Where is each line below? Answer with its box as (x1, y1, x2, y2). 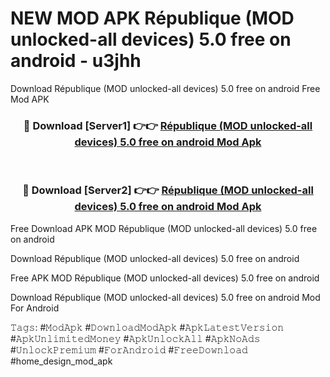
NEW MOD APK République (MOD (10, 7, 295, 30)
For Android (10, 302, 60, 314)
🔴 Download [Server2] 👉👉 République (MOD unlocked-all (22, 183, 314, 197)
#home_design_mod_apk (10, 355, 113, 367)
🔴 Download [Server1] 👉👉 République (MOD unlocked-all (23, 118, 313, 132)
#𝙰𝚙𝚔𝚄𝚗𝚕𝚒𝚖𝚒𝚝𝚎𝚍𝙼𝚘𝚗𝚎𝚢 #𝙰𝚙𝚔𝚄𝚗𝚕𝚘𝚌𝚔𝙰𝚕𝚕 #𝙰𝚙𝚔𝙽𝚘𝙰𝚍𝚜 (10, 332, 261, 344)
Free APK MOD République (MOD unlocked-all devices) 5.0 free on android (10, 272, 320, 284)
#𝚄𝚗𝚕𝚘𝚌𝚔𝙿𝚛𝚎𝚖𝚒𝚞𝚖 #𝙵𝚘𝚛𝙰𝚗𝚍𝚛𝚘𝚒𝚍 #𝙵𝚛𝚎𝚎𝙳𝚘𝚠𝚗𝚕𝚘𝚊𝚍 (10, 343, 248, 356)
